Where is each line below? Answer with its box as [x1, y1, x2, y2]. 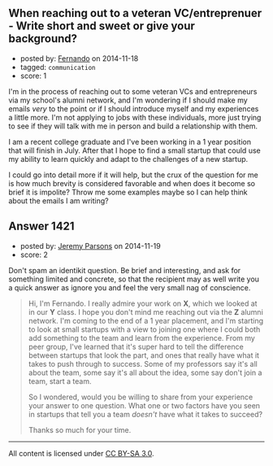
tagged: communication [19, 62, 96, 72]
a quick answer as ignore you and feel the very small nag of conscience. [8, 282, 251, 292]
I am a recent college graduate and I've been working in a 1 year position [8, 137, 252, 146]
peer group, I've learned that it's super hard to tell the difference [28, 342, 244, 351]
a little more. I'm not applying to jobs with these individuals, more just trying [8, 112, 262, 122]
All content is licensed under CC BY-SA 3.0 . [8, 448, 154, 458]
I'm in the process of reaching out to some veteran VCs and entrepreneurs [8, 86, 258, 96]
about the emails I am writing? [8, 195, 109, 206]
